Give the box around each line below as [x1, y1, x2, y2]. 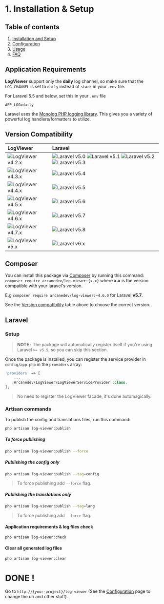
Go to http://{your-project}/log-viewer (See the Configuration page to [5, 588, 151, 594]
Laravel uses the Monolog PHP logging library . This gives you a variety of [5, 111, 153, 117]
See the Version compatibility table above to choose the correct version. [5, 302, 150, 308]
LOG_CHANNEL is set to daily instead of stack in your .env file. [5, 83, 125, 89]
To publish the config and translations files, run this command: [5, 416, 131, 422]
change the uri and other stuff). [5, 594, 68, 600]
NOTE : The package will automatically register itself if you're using [17, 342, 153, 348]
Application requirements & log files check [5, 524, 94, 529]
